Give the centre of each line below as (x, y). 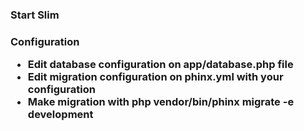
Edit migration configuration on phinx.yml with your (155, 77)
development (60, 115)
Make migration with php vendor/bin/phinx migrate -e (161, 102)
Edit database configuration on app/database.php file (160, 65)
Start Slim (35, 15)
